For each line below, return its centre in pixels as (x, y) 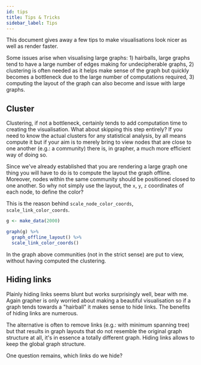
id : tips (17, 12)
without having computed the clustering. (56, 261)
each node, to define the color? (45, 192)
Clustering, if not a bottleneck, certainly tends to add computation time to (97, 123)
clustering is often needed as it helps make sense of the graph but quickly (98, 71)
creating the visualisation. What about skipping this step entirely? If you (94, 129)
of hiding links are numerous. (42, 313)
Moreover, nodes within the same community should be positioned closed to (101, 179)
